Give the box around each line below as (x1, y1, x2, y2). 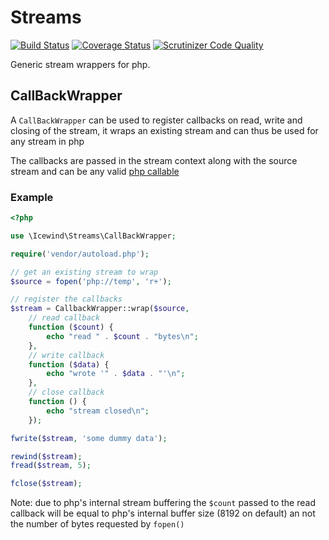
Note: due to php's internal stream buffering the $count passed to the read (10, 497, 316, 509)
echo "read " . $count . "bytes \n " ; (46, 331, 199, 341)
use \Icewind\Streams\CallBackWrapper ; (10, 231, 177, 241)
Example (10, 190, 54, 204)
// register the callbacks (10, 294, 123, 305)
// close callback (28, 387, 105, 398)
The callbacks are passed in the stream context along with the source (10, 154, 298, 166)
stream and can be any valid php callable (10, 165, 180, 177)
